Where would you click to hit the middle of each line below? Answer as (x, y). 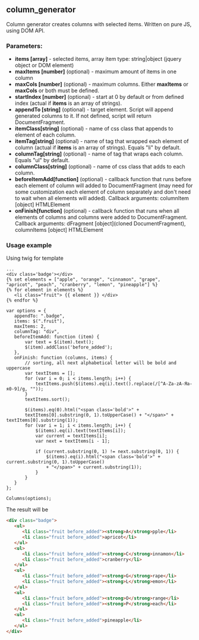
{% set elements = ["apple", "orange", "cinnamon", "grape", (83, 279)
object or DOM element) (44, 66)
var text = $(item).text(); (59, 342)
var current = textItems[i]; (72, 436)
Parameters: (24, 46)
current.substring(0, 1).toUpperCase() (56, 462)
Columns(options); (29, 499)
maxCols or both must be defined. (57, 91)
